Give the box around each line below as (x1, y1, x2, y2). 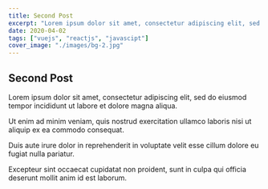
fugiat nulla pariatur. (8, 149, 75, 159)
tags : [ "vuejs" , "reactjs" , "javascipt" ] (8, 34, 149, 42)
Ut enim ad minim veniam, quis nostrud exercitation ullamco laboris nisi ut (8, 116, 252, 126)
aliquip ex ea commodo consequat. (8, 125, 124, 135)
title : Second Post (8, 11, 74, 20)
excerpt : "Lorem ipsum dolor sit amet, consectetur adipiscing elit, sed (8, 19, 261, 27)
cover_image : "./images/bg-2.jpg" (8, 42, 124, 50)
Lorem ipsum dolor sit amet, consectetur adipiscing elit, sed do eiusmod (8, 92, 247, 102)
